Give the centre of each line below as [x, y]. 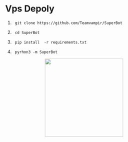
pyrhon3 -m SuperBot [36, 52]
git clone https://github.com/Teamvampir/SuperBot [68, 23]
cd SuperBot [27, 32]
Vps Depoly [30, 9]
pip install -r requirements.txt [51, 42]
